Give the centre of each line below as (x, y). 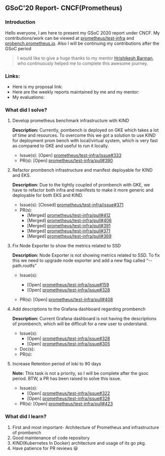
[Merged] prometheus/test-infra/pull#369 (69, 236)
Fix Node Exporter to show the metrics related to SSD (66, 246)
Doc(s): (27, 349)
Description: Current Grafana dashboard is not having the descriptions (84, 319)
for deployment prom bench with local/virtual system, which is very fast (85, 141)
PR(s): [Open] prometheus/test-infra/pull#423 (66, 404)
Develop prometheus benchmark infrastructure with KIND (71, 121)
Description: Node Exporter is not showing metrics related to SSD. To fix (86, 255)
